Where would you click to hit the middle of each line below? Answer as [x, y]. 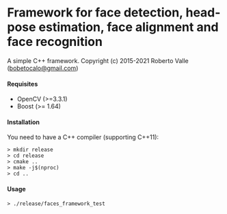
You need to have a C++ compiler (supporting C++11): [83, 137]
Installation [23, 122]
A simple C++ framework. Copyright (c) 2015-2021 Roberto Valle [98, 60]
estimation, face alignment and [129, 27]
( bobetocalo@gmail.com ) [43, 68]
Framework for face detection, [95, 13]
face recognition [55, 42]
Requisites [23, 84]
